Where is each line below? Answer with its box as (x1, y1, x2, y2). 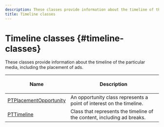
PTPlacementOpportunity (7, 97, 66, 104)
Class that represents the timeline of (70, 108, 154, 115)
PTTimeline (7, 111, 34, 118)
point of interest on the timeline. (70, 100, 143, 107)
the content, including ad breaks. (70, 114, 146, 121)
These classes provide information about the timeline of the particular (5, 59, 145, 65)
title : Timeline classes (5, 12, 56, 17)
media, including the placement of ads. (5, 64, 83, 70)
